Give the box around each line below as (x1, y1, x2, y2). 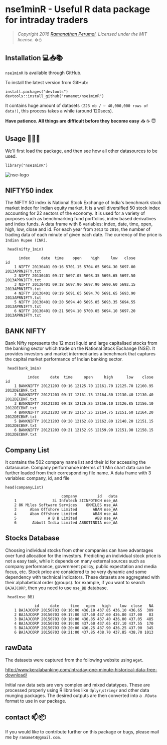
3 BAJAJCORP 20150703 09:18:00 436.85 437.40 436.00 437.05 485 (14, 616, 154, 622)
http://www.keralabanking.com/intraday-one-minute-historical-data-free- (5, 666, 157, 672)
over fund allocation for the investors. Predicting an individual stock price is (5, 552, 161, 558)
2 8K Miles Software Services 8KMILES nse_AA (14, 503, 118, 508)
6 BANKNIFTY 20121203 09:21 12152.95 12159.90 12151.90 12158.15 (14, 427, 154, 433)
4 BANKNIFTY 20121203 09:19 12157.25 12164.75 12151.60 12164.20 (14, 410, 154, 415)
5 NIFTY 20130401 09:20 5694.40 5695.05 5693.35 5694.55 (14, 300, 136, 305)
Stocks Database (5, 534, 60, 542)
